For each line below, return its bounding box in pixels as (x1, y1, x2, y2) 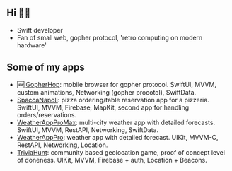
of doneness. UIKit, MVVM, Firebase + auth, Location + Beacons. (16, 155, 207, 164)
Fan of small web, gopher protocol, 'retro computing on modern (16, 33, 203, 42)
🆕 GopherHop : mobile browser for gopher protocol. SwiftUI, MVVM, (16, 80, 217, 88)
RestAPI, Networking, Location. (16, 141, 108, 149)
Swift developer (16, 25, 63, 34)
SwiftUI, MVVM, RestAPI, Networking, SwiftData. (16, 125, 159, 134)
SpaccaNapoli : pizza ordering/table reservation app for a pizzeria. (16, 95, 209, 104)
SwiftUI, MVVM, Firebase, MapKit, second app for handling (16, 103, 190, 112)
